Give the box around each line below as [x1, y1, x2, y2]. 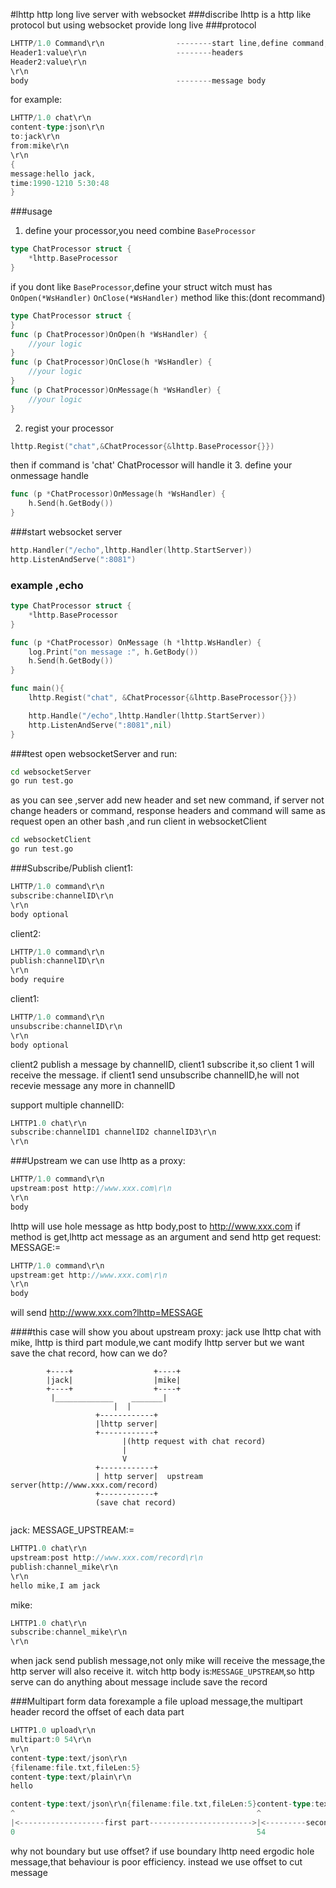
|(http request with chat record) [121, 1437, 267, 1447]
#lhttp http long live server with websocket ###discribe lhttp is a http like [10, 9, 312, 20]
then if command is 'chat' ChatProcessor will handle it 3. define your [10, 459, 293, 471]
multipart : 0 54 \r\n [10, 1735, 92, 1745]
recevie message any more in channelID [10, 1079, 176, 1091]
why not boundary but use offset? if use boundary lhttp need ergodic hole [10, 1845, 315, 1857]
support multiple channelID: [10, 1099, 125, 1111]
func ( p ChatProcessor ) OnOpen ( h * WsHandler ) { [10, 329, 208, 339]
